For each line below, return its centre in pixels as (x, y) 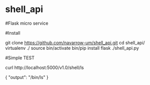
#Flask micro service (27, 23)
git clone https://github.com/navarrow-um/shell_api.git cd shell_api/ (75, 42)
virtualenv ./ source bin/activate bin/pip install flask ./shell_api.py (72, 48)
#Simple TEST (20, 58)
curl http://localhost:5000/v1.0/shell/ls (45, 67)
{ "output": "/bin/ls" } (27, 77)
